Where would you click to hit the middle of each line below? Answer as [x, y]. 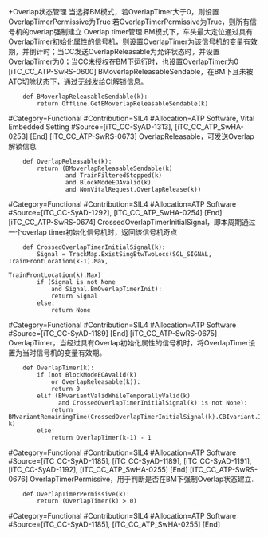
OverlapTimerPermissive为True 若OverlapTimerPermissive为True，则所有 [129, 22]
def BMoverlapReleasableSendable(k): [85, 97]
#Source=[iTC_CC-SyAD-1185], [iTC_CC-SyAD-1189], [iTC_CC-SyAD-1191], [130, 461]
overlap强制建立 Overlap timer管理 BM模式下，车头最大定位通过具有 [141, 32]
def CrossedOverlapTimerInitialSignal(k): [94, 247]
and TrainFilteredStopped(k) [113, 176]
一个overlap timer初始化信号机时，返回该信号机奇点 [93, 232]
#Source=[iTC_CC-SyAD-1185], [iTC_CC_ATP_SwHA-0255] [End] [114, 524]
